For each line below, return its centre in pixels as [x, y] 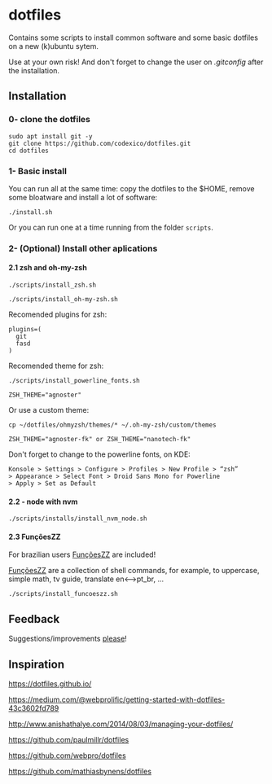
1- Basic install [38, 171]
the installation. [34, 70]
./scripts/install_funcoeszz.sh [63, 594]
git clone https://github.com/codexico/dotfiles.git [100, 143]
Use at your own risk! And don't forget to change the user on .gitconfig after [136, 62]
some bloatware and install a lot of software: [83, 197]
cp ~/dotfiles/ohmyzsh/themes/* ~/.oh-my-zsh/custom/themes [113, 425]
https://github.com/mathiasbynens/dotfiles [80, 772]
